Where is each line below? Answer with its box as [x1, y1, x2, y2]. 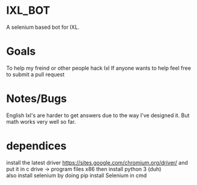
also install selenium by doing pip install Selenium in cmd [6, 172, 147, 179]
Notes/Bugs [6, 92, 67, 106]
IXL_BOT [6, 4, 50, 17]
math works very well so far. [6, 118, 76, 125]
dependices [6, 139, 67, 153]
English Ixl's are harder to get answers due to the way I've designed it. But [6, 112, 190, 119]
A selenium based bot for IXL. [6, 23, 80, 31]
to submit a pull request [6, 70, 65, 78]
